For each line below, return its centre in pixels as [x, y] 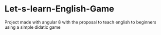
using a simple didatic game [33, 27]
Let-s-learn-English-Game [60, 9]
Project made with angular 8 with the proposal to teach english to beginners [80, 22]
